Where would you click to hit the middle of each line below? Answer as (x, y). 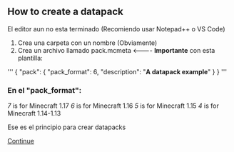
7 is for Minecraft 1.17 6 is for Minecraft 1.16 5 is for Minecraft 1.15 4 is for (113, 106)
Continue (21, 141)
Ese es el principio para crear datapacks (67, 127)
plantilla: (30, 58)
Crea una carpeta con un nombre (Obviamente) (87, 43)
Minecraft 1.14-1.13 (34, 113)
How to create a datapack (65, 12)
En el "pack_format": (45, 90)
